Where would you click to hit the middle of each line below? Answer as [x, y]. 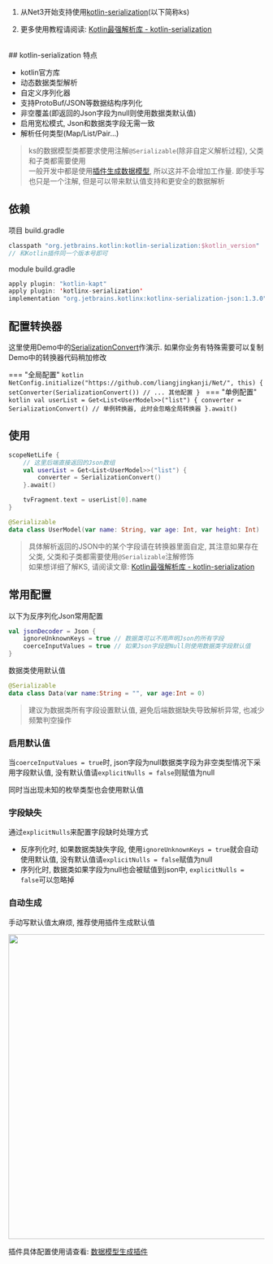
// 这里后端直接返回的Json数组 [69, 463]
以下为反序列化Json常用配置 [56, 615]
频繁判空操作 [50, 720]
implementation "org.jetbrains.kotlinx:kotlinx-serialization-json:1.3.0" [138, 299]
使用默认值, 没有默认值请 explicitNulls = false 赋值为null [116, 859]
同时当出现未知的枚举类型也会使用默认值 [76, 790]
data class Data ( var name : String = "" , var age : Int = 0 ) [107, 693]
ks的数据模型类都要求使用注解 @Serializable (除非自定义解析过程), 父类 [146, 150]
